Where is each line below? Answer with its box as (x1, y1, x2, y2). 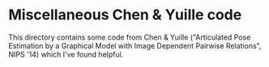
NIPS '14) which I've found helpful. (8, 49, 124, 59)
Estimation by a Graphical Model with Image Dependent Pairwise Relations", (8, 40, 262, 50)
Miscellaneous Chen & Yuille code (8, 6, 242, 24)
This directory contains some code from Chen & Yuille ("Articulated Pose (8, 32, 251, 42)
